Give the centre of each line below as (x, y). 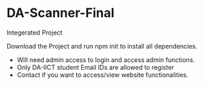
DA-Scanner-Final (60, 13)
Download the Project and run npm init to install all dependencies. (102, 46)
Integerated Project (35, 32)
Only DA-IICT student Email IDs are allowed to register (95, 67)
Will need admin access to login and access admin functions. (106, 60)
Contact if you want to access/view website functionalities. (102, 75)
